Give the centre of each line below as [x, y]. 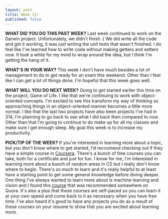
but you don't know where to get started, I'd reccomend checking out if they [84, 148]
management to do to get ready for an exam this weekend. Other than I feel [83, 75]
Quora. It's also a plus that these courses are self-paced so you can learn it [83, 191]
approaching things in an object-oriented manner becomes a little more [79, 106]
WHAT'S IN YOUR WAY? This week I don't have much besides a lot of [78, 70]
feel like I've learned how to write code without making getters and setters [82, 49]
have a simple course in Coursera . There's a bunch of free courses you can [83, 153]
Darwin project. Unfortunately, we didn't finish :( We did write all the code [81, 39]
